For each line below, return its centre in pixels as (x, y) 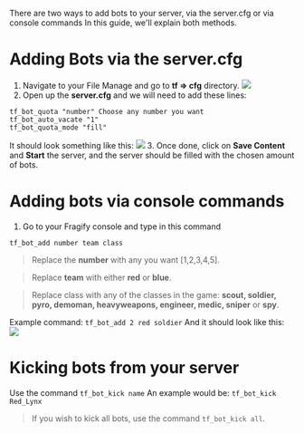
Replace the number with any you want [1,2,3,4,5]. (125, 260)
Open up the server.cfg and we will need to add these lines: (134, 95)
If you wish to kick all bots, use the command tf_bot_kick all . (148, 418)
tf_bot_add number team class (66, 243)
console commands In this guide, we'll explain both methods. (123, 23)
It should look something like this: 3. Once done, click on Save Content (147, 145)
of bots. (24, 164)
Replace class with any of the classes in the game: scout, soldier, (154, 294)
